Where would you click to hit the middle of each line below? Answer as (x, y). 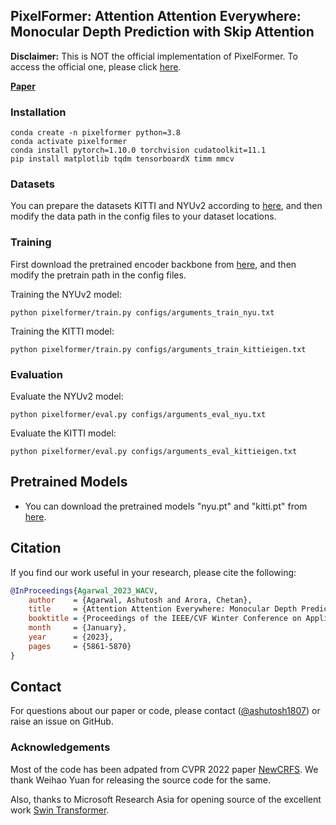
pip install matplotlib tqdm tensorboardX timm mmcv (122, 159)
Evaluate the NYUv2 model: (67, 396)
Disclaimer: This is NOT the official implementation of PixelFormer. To (154, 56)
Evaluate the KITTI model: (63, 433)
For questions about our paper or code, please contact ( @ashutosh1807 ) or (165, 711)
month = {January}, (78, 628)
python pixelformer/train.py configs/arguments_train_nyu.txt (142, 312)
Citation (36, 548)
